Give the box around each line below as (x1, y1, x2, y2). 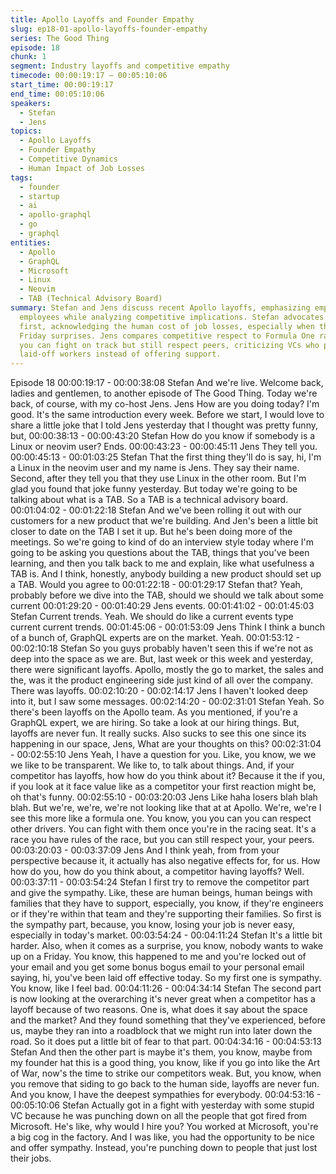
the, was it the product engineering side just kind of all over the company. (10, 674, 314, 686)
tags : (10, 172, 33, 183)
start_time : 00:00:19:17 (10, 80, 114, 90)
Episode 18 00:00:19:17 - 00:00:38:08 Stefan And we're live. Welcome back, (10, 377, 324, 389)
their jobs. (10, 1152, 52, 1165)
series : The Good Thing (10, 33, 110, 43)
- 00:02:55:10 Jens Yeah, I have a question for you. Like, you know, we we (10, 749, 317, 761)
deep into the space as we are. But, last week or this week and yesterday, (10, 653, 313, 665)
